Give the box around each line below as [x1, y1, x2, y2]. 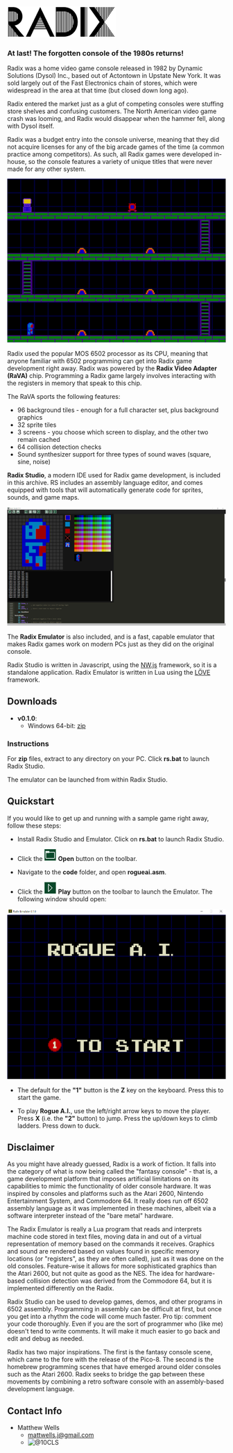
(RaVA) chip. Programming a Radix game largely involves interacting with [7, 371, 216, 379]
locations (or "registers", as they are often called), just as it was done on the [7, 1254, 224, 1263]
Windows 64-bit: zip [27, 721, 86, 730]
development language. [7, 1385, 75, 1393]
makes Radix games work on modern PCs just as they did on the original [7, 639, 214, 648]
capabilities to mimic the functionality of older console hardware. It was [7, 1182, 212, 1190]
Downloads [7, 696, 58, 707]
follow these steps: [7, 821, 61, 830]
